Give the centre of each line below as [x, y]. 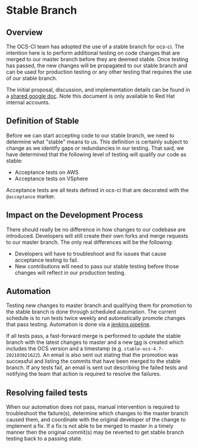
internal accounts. [28, 102]
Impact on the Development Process [75, 215]
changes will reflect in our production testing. [70, 272]
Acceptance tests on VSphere [51, 178]
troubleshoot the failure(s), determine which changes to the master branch [97, 413]
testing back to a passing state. [44, 438]
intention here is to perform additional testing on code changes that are [93, 53]
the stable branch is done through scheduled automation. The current [91, 312]
